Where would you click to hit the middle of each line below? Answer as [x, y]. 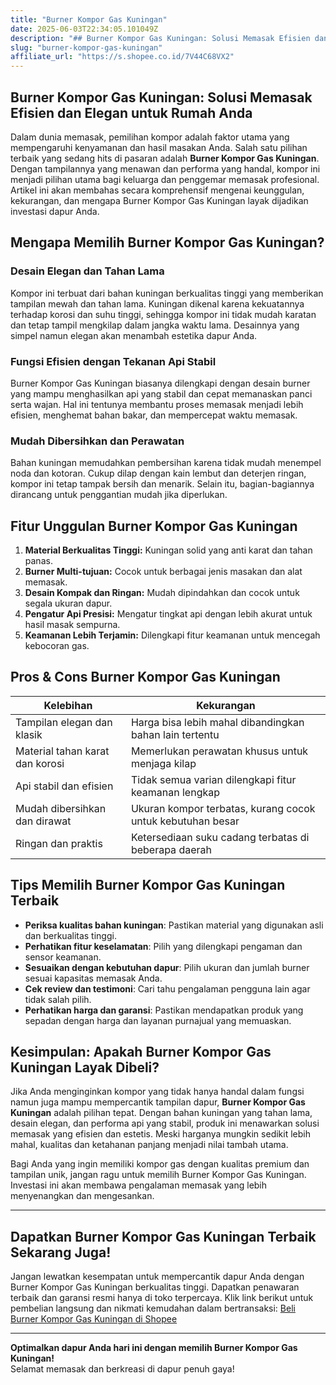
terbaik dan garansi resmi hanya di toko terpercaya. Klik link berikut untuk [162, 1298]
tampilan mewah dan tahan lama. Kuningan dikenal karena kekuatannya [157, 303]
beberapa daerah [171, 849]
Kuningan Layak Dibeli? [85, 1067]
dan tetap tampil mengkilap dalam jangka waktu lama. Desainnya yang [155, 325]
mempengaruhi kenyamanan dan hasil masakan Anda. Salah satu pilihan [159, 147]
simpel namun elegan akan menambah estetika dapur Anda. [134, 335]
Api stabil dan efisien [64, 786]
